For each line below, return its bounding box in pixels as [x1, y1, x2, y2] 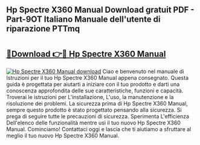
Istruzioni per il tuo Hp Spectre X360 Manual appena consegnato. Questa [6, 74, 189, 81]
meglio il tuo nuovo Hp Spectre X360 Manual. [6, 132, 120, 139]
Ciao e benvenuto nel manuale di [102, 68, 184, 75]
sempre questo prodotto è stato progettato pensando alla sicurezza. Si [6, 106, 182, 114]
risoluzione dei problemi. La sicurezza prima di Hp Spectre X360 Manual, [6, 100, 189, 107]
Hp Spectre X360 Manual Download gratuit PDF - [6, 5, 195, 15]
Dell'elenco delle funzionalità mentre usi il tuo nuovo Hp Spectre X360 [6, 119, 181, 126]
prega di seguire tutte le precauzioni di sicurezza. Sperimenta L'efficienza [6, 113, 189, 120]
